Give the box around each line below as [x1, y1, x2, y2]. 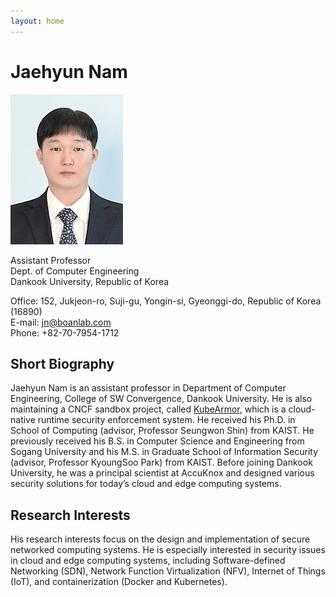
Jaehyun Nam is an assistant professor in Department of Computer [10, 382, 287, 394]
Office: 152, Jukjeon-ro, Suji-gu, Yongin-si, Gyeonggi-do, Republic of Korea [10, 295, 322, 307]
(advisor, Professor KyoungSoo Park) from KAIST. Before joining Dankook [10, 456, 313, 469]
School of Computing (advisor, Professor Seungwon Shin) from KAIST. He [10, 425, 315, 437]
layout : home [10, 16, 65, 26]
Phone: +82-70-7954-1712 [10, 326, 120, 339]
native [10, 414, 36, 426]
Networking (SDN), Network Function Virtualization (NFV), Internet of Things [10, 565, 326, 577]
